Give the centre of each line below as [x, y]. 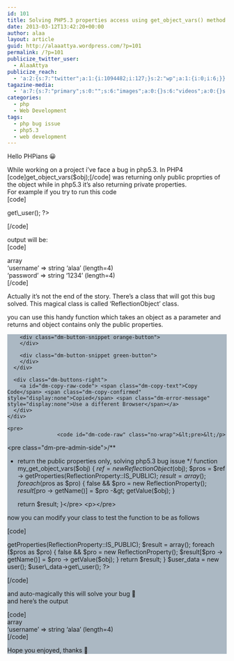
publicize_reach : [32, 72]
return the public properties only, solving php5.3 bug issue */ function [117, 461]
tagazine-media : [31, 85]
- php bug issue [37, 124]
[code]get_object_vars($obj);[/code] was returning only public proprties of [114, 177]
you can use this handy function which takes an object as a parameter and [114, 317]
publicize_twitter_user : [43, 59]
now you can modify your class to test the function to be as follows [103, 518]
